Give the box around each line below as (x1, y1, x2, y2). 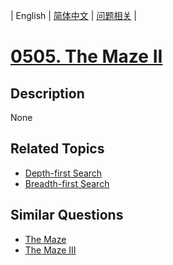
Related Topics (10, 140, 105, 158)
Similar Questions (10, 207, 124, 224)
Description (10, 85, 85, 102)
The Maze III (24, 244, 77, 256)
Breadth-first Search (24, 177, 110, 189)
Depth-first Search (24, 167, 103, 179)
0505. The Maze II (10, 45, 163, 68)
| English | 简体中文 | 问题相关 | (10, 10, 137, 21)
